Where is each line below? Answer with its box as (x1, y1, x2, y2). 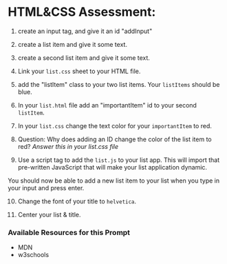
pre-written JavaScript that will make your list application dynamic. (17, 163, 208, 171)
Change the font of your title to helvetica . (17, 197, 137, 205)
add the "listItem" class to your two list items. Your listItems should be (17, 80, 220, 88)
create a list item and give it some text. (17, 40, 128, 48)
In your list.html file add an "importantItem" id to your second (17, 101, 197, 109)
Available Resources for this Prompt (8, 227, 130, 237)
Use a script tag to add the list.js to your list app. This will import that (17, 156, 220, 164)
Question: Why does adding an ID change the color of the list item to (17, 135, 212, 143)
